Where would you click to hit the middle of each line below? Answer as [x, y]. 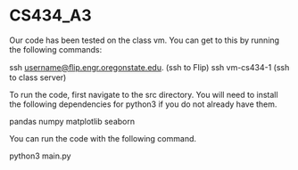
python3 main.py [40, 156]
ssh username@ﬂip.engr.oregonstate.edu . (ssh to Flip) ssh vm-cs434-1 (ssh [149, 67]
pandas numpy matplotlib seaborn [72, 121]
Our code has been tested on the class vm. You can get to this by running [144, 40]
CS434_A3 [50, 16]
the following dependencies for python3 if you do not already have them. [143, 104]
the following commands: [56, 49]
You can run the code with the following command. [103, 138]
